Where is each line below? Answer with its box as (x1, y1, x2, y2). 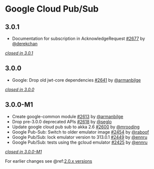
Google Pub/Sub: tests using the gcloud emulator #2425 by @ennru (12, 139, 148, 145)
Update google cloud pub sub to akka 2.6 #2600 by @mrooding (12, 124, 140, 130)
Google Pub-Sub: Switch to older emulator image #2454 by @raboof (12, 129, 149, 135)
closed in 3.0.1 (5, 50, 33, 56)
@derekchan (12, 41, 38, 47)
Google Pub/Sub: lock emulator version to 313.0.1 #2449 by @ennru (12, 134, 148, 140)
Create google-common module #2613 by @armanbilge (12, 113, 123, 119)
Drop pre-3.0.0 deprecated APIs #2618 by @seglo (12, 118, 112, 124)
